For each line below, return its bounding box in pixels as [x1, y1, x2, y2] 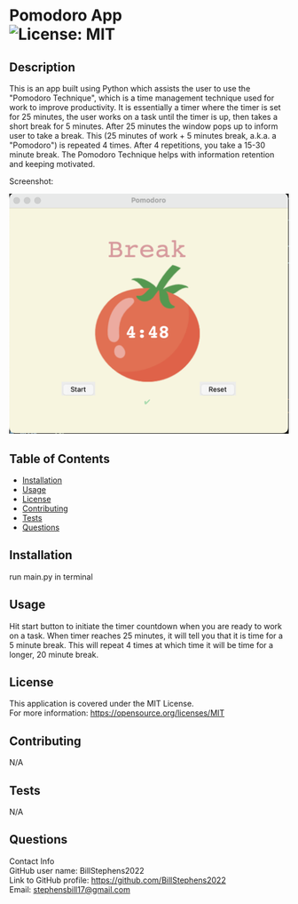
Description [9, 60, 75, 75]
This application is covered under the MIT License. [9, 699, 194, 709]
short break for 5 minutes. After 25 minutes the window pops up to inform [9, 121, 278, 132]
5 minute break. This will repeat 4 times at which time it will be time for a [9, 639, 273, 650]
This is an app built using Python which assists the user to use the [9, 84, 251, 93]
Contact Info [9, 855, 55, 867]
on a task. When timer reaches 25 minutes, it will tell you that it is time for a [9, 630, 284, 641]
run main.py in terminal [9, 571, 93, 582]
